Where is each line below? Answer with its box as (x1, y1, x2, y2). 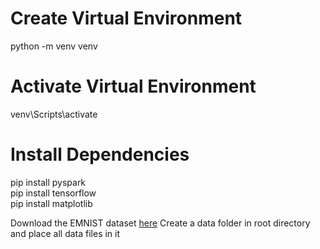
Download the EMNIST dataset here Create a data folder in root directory (10, 217, 311, 229)
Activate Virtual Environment (10, 75, 257, 98)
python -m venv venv (10, 40, 98, 52)
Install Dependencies (10, 143, 190, 166)
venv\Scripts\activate (10, 108, 98, 120)
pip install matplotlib (10, 197, 93, 209)
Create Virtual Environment (10, 7, 243, 30)
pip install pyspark (10, 176, 87, 188)
